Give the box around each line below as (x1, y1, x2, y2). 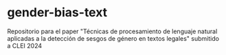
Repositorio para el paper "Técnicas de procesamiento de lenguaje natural (7, 27, 218, 35)
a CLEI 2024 (7, 41, 43, 50)
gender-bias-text (7, 5, 108, 20)
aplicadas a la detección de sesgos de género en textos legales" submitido (7, 34, 220, 42)
